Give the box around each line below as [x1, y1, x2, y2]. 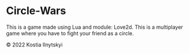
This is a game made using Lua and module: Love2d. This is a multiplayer [6, 23, 183, 31]
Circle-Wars [6, 4, 66, 18]
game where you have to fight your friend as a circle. [6, 29, 134, 36]
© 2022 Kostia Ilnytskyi [6, 41, 63, 48]
